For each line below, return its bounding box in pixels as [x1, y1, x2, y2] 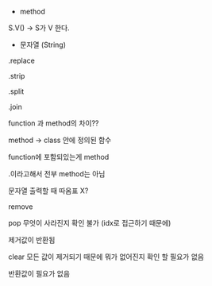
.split [8, 87, 25, 96]
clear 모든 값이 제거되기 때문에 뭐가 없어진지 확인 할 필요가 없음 [8, 252, 205, 261]
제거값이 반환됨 [8, 235, 56, 245]
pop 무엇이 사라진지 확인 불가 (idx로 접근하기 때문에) [8, 218, 172, 227]
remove [8, 202, 33, 211]
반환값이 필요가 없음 [8, 269, 70, 278]
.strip [8, 71, 25, 80]
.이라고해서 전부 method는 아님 [8, 169, 106, 178]
